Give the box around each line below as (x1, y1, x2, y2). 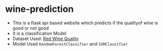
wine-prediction (5, 3, 74, 15)
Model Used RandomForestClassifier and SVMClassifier (12, 41, 128, 47)
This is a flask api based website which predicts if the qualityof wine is (12, 20, 158, 26)
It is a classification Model (12, 30, 67, 36)
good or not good (12, 25, 49, 31)
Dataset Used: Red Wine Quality (12, 36, 79, 42)
